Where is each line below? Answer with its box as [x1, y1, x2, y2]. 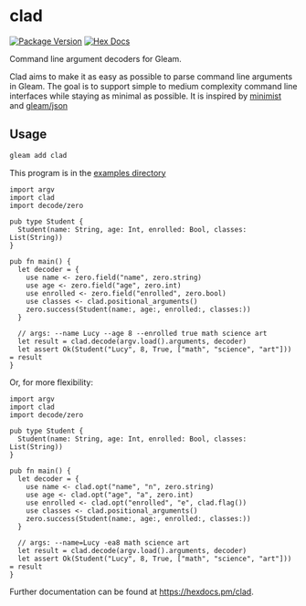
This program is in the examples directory [9, 167, 166, 178]
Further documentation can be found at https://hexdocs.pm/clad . [9, 586, 254, 597]
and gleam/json [9, 99, 69, 110]
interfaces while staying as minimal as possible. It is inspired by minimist [9, 90, 281, 101]
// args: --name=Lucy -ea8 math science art [17, 538, 190, 548]
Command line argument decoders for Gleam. [9, 53, 183, 64]
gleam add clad [9, 151, 68, 160]
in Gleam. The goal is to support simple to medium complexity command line [9, 80, 298, 91]
